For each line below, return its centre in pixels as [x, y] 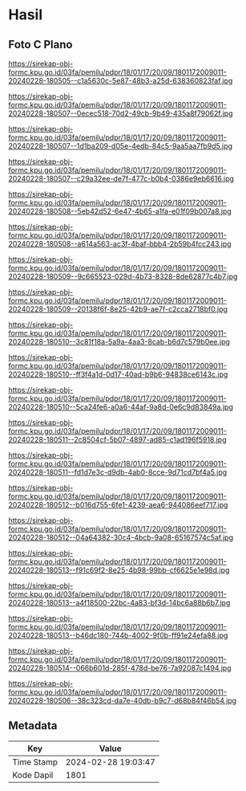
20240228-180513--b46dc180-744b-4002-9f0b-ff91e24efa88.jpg [118, 635]
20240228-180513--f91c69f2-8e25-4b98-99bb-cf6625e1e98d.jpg [119, 570]
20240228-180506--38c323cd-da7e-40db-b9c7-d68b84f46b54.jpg [123, 701]
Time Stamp [35, 762]
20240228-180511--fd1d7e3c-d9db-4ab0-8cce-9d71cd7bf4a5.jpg [118, 472]
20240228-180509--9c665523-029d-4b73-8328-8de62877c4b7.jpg [123, 276]
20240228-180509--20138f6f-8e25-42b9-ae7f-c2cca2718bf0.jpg [118, 309]
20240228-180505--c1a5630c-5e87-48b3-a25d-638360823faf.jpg [121, 81]
